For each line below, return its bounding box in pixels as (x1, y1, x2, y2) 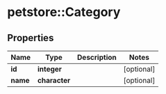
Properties (7, 32, 54, 44)
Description (77, 53, 117, 62)
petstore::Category (7, 4, 121, 20)
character (37, 76, 71, 85)
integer (37, 64, 63, 74)
